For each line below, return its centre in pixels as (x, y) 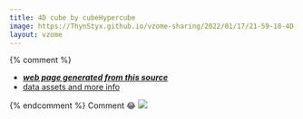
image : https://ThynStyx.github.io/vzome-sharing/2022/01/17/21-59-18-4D (152, 26)
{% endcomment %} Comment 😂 (73, 105)
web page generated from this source (95, 78)
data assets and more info (71, 87)
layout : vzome (36, 34)
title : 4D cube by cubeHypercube (73, 18)
